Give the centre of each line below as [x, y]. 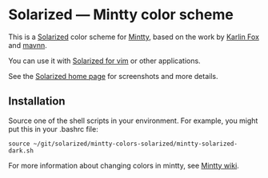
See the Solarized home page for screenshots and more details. [113, 76]
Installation [37, 101]
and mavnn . [28, 45]
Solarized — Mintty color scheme [121, 15]
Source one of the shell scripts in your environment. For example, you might [133, 121]
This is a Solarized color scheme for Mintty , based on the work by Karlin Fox [134, 37]
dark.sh [21, 150]
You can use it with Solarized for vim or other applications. [105, 61]
